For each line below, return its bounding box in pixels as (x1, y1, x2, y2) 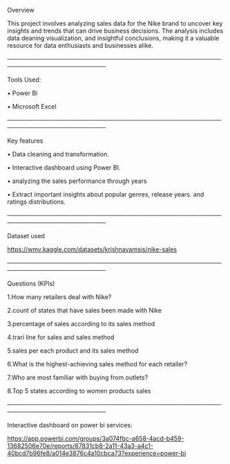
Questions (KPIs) (7, 280, 55, 287)
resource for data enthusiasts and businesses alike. (7, 42, 154, 49)
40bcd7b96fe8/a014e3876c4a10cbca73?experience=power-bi (7, 449, 186, 457)
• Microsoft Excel (7, 102, 57, 110)
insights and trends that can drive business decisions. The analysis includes (7, 27, 224, 35)
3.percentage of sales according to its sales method (7, 320, 155, 328)
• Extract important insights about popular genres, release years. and (7, 190, 204, 198)
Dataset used (7, 232, 45, 240)
